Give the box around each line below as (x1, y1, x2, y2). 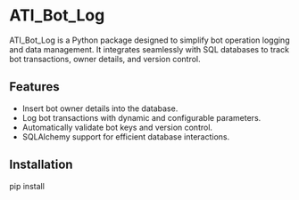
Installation (9, 157, 73, 172)
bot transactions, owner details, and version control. (9, 53, 201, 64)
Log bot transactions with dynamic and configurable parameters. (21, 112, 262, 123)
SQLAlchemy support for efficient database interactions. (21, 131, 230, 142)
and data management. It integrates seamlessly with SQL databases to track (9, 44, 290, 54)
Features (9, 79, 60, 94)
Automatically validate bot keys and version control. (21, 122, 212, 132)
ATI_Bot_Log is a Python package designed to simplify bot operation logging (9, 35, 290, 45)
